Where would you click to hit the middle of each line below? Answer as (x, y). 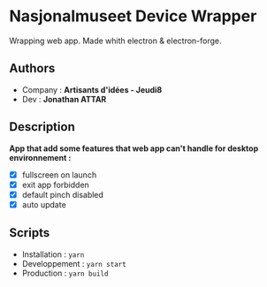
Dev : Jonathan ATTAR (64, 99)
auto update (44, 204)
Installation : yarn (53, 254)
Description (42, 127)
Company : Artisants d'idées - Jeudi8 (92, 89)
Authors (32, 68)
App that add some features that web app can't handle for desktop (134, 148)
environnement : (40, 157)
